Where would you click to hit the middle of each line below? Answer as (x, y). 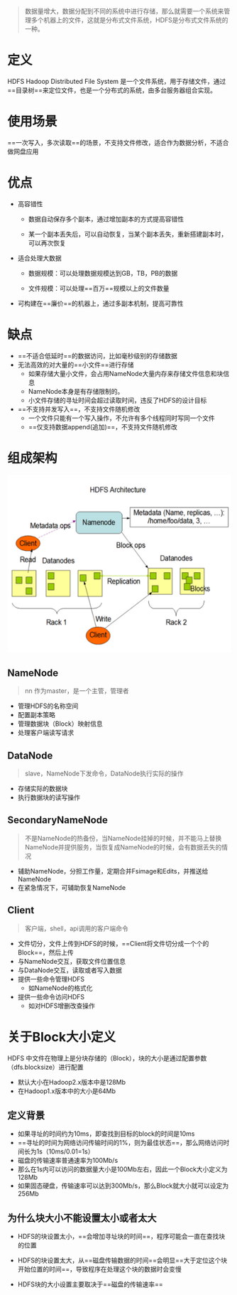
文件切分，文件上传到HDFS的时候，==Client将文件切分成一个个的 (113, 943)
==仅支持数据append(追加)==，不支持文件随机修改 (103, 426)
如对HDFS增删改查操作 (62, 1006)
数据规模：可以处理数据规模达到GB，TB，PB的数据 (103, 273)
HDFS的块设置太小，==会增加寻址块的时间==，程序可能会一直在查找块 (121, 1237)
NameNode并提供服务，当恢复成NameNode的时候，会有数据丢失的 (123, 847)
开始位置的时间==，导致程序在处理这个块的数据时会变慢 (100, 1269)
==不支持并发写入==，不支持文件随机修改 (79, 409)
